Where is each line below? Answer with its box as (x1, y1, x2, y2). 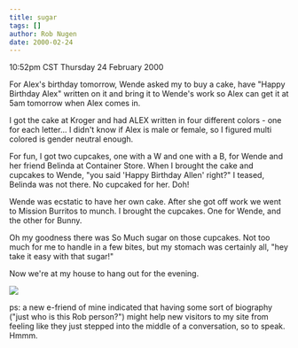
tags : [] (9, 21, 42, 30)
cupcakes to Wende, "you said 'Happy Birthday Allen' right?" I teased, (9, 170, 264, 181)
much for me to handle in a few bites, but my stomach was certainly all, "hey (9, 242, 288, 252)
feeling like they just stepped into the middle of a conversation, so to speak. (9, 321, 286, 332)
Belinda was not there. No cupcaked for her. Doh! (9, 179, 190, 190)
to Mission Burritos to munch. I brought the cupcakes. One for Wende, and (9, 205, 281, 217)
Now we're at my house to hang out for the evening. (9, 268, 200, 279)
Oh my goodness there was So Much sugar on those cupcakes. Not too (9, 232, 271, 244)
